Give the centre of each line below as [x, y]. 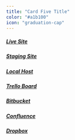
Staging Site [22, 56]
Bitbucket [18, 101]
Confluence [21, 116]
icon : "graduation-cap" [35, 22]
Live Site [17, 41]
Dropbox [17, 131]
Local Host [20, 71]
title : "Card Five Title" [38, 12]
